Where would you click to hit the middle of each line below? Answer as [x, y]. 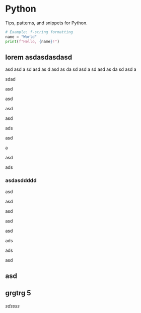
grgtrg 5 [18, 293]
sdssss [13, 306]
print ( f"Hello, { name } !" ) [32, 41]
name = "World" [21, 37]
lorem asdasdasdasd [39, 57]
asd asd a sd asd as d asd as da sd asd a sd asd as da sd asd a [71, 69]
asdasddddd [21, 181]
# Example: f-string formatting [39, 32]
